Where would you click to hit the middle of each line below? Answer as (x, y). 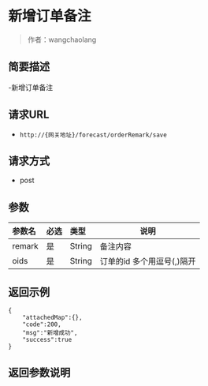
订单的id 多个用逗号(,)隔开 (148, 261)
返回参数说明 (39, 373)
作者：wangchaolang (62, 39)
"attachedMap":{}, (52, 317)
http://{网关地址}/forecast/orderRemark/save (93, 135)
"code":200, (42, 324)
